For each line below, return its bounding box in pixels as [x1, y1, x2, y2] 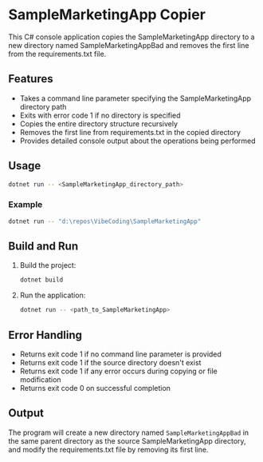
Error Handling [8, 328, 82, 341]
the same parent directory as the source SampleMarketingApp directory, [8, 436, 246, 445]
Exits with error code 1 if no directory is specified [19, 110, 181, 120]
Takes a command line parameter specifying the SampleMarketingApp [19, 94, 252, 103]
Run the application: [19, 290, 86, 301]
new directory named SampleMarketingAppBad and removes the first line [8, 40, 249, 50]
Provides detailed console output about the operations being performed [19, 136, 257, 145]
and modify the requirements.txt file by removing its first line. [8, 444, 209, 454]
